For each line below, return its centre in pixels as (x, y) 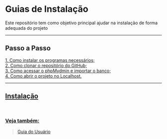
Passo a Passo (28, 48)
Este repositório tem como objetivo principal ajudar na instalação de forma (82, 23)
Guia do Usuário (34, 132)
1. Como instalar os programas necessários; (50, 60)
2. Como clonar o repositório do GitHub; (46, 65)
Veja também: (22, 121)
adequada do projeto (27, 28)
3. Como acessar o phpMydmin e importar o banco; (58, 71)
